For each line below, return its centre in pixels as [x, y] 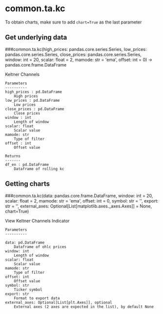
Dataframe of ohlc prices [40, 247]
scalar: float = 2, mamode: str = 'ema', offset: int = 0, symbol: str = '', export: [82, 201]
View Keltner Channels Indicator [37, 221]
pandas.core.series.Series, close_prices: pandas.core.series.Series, [73, 54]
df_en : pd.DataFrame [27, 164]
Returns [13, 156]
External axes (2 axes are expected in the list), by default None [84, 307]
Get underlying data [36, 37]
